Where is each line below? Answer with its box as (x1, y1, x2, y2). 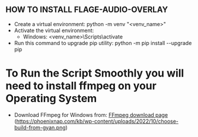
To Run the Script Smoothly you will (5, 66, 184, 79)
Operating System (5, 92, 97, 105)
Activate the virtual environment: (14, 27, 94, 34)
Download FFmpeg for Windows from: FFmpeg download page (14, 111, 168, 118)
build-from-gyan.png (14, 124, 66, 131)
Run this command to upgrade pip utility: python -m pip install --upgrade (14, 39, 192, 46)
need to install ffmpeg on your (5, 79, 157, 93)
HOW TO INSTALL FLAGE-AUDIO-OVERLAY (5, 5, 168, 15)
